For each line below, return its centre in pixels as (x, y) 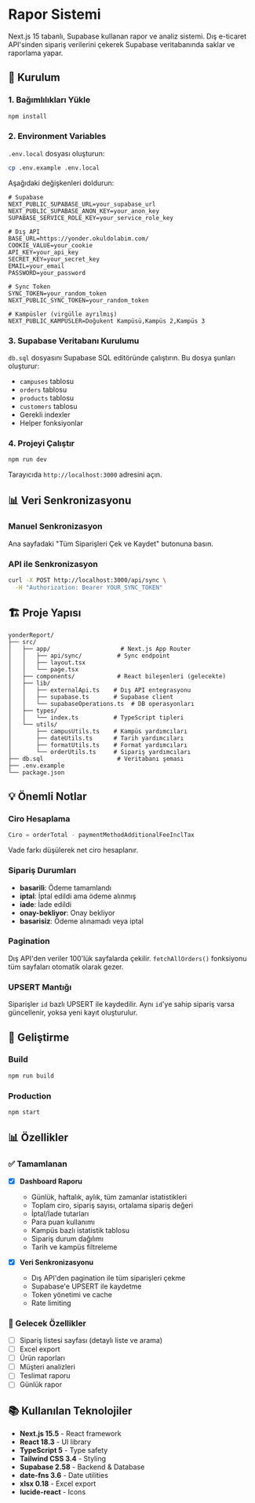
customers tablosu (48, 406)
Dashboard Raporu (51, 1181)
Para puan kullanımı (63, 1222)
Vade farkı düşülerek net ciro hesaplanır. (73, 850)
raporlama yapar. (36, 53)
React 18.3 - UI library (55, 1442)
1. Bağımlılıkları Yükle (49, 100)
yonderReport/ (31, 635)
